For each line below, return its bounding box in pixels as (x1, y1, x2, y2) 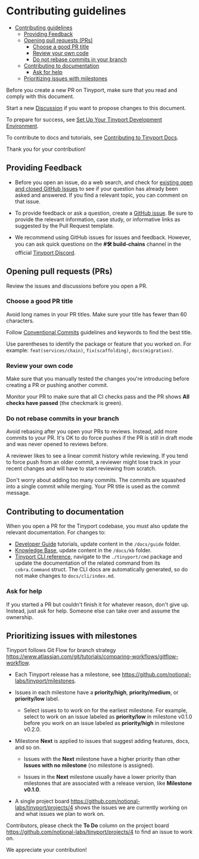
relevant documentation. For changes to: (6, 529, 106, 536)
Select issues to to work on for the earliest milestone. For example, (23, 707, 188, 714)
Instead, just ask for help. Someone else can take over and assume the (6, 607, 180, 614)
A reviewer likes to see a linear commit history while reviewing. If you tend (6, 452, 188, 459)
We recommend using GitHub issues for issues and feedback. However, (14, 233, 192, 240)
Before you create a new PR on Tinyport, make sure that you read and (6, 86, 178, 93)
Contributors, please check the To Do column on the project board (6, 822, 169, 829)
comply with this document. (6, 93, 74, 100)
